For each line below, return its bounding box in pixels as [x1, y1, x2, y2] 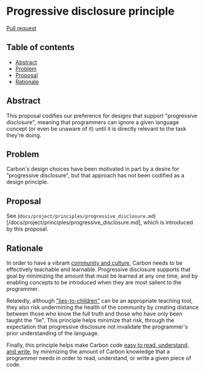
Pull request [6, 24, 37, 32]
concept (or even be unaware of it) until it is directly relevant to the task [6, 125, 187, 132]
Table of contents [6, 42, 75, 53]
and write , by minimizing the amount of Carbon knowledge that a [6, 348, 170, 355]
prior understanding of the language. [6, 330, 99, 337]
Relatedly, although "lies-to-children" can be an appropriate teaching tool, [6, 297, 193, 304]
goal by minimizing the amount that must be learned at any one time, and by [6, 272, 198, 279]
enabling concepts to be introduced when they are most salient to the [6, 279, 182, 286]
